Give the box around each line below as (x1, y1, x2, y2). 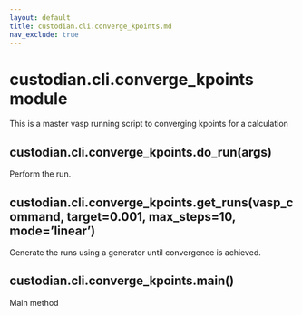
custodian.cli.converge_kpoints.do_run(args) (9, 144, 272, 159)
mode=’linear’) (9, 223, 96, 238)
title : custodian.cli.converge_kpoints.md (9, 22, 172, 31)
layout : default (9, 13, 71, 23)
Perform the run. (9, 168, 72, 179)
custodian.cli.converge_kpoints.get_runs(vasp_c (9, 195, 294, 210)
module (9, 88, 68, 109)
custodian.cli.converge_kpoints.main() (9, 273, 235, 289)
